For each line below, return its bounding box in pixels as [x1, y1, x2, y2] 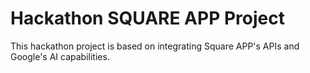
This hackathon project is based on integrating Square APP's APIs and [10, 40, 300, 52]
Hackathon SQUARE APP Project [10, 7, 285, 30]
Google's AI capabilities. [10, 50, 110, 62]
